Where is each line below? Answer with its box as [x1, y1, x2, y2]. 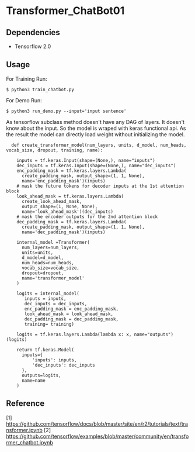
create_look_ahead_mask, [21, 198, 82, 204]
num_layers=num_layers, [21, 244, 80, 250]
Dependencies [6, 27, 60, 37]
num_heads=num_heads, [21, 260, 75, 265]
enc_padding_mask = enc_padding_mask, [24, 306, 119, 312]
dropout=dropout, [21, 270, 64, 276]
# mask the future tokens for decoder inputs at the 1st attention [16, 183, 184, 189]
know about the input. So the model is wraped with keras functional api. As [6, 125, 186, 132]
